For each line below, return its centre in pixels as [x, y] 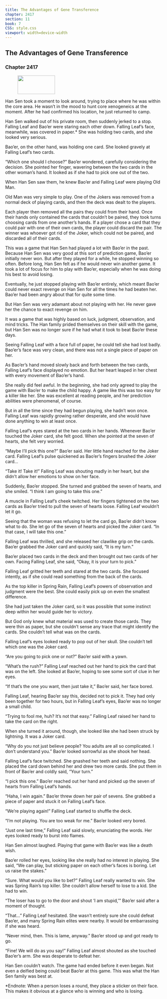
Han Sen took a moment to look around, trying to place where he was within [83, 101]
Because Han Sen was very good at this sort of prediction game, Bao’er [78, 253]
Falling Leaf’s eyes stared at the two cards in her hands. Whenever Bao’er [80, 430]
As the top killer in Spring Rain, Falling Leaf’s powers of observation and [79, 586]
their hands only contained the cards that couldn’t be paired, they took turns [83, 217]
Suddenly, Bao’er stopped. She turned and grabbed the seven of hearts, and [83, 486]
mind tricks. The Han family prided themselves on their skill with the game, [82, 324]
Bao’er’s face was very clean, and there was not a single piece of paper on [82, 350]
